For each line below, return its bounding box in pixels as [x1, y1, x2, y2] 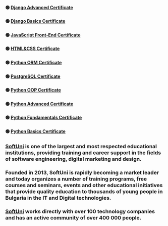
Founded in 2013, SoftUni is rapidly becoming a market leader [5, 169, 159, 176]
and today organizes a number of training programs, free [5, 175, 147, 182]
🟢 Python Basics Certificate [5, 128, 66, 134]
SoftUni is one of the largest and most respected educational [5, 143, 157, 150]
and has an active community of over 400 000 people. [5, 214, 142, 221]
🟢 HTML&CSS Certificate [5, 46, 60, 52]
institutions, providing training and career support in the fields [5, 149, 161, 156]
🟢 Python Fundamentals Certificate [5, 114, 82, 121]
